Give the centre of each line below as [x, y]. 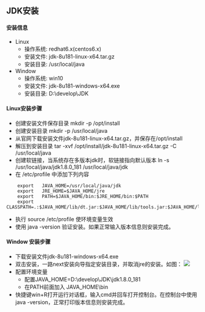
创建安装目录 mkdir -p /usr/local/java [61, 130]
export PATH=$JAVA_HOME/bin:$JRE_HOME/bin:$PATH [83, 196]
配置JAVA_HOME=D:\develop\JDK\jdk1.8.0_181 [82, 279]
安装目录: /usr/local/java [55, 64]
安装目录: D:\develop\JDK [56, 93]
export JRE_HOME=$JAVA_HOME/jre [61, 191]
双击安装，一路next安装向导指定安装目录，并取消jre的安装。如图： [99, 264]
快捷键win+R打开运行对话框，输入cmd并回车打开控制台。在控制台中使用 [106, 295]
